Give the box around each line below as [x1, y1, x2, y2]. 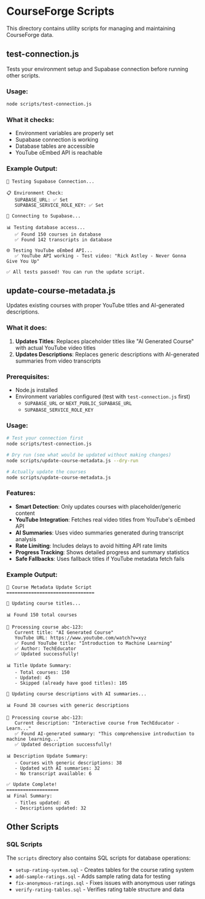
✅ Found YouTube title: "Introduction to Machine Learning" [14, 640, 173, 647]
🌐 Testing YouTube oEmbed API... [6, 247, 93, 253]
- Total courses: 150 [14, 669, 70, 676]
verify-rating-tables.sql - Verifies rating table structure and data [15, 885, 185, 893]
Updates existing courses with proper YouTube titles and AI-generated [6, 302, 185, 309]
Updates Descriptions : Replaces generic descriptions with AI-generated [15, 350, 199, 358]
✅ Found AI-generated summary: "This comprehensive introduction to [14, 731, 195, 737]
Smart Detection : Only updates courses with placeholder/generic [15, 503, 182, 510]
